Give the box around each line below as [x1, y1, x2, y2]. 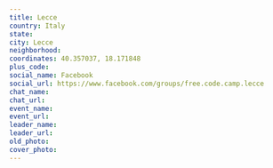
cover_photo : [9, 145, 58, 154]
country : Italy [9, 21, 66, 30]
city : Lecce [9, 37, 53, 47]
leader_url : [9, 129, 53, 138]
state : [9, 29, 34, 38]
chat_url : [9, 95, 46, 105]
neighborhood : [9, 46, 62, 55]
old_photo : [9, 137, 50, 146]
